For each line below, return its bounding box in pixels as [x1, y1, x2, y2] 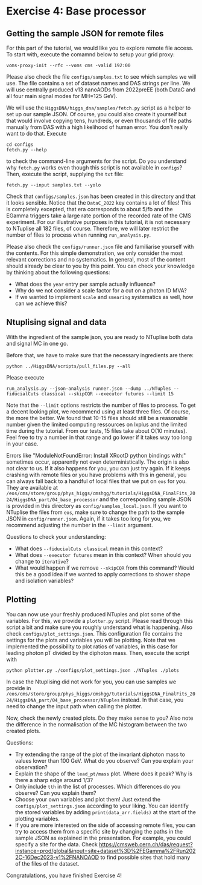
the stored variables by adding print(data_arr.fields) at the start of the [14, 808, 196, 815]
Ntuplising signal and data [6, 317, 107, 327]
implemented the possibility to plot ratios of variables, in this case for [6, 643, 178, 650]
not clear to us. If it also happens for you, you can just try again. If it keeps [6, 464, 191, 472]
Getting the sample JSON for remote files [6, 28, 164, 39]
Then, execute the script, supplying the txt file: [6, 171, 124, 177]
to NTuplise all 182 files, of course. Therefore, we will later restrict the [6, 225, 179, 232]
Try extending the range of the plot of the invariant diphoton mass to [14, 751, 186, 758]
